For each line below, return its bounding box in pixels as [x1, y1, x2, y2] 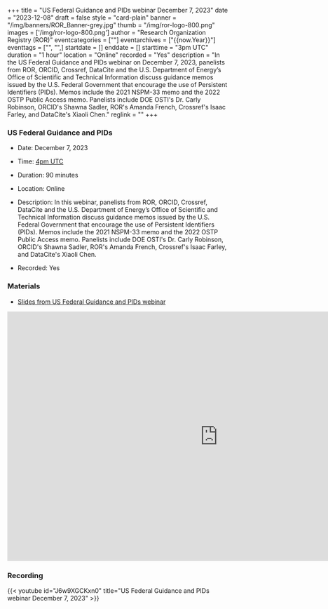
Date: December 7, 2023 [17, 144, 88, 152]
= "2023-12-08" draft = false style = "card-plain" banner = [7, 13, 177, 22]
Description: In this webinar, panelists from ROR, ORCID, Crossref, [17, 198, 208, 206]
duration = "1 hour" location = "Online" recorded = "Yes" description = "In [7, 51, 220, 59]
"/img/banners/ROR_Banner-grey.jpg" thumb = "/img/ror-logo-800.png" [7, 21, 215, 29]
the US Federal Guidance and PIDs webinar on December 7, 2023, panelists [7, 58, 226, 66]
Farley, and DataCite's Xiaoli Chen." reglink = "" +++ [7, 110, 158, 119]
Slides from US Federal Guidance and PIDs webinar [17, 297, 166, 306]
